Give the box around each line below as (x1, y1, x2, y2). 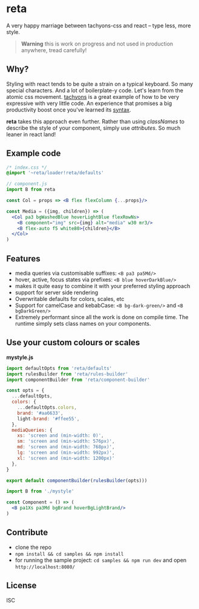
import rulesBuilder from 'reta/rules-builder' (6, 371, 129, 377)
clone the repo (15, 543, 52, 551)
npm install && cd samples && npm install (15, 551, 124, 557)
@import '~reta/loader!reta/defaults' (6, 170, 104, 176)
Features (6, 254, 41, 264)
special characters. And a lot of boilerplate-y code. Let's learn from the (6, 87, 183, 94)
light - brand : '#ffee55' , (17, 416, 80, 422)
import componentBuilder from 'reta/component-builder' (6, 377, 150, 383)
